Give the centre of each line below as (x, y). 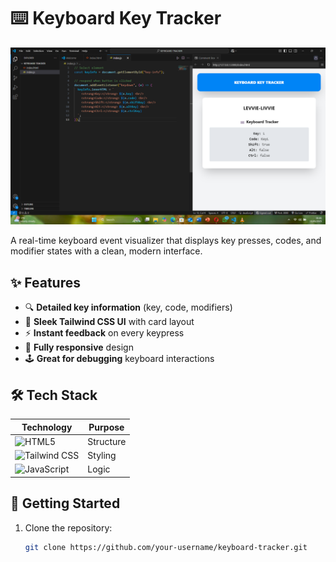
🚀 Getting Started (65, 503)
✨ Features (45, 282)
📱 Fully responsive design (79, 347)
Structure (107, 441)
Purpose (106, 427)
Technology (47, 427)
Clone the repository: (68, 527)
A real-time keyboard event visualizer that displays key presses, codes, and (166, 241)
